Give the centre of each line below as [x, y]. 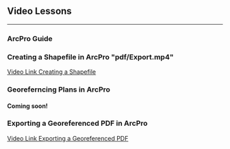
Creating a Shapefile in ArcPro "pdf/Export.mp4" [90, 57]
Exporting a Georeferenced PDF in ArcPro [78, 124]
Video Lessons [39, 11]
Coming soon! [27, 106]
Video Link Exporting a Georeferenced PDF [68, 138]
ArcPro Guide [30, 38]
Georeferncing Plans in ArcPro [59, 90]
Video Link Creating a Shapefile [52, 72]
